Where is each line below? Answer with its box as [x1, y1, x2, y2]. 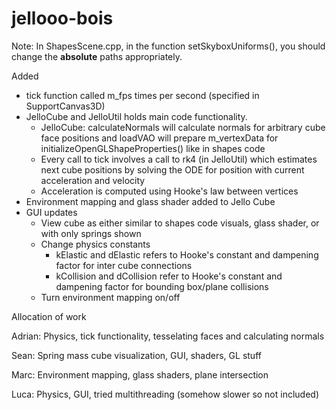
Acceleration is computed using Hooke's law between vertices [40, 185, 299, 197]
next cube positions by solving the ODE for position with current [40, 163, 305, 176]
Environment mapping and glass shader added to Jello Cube [25, 195, 276, 207]
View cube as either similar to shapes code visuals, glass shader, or [40, 217, 320, 229]
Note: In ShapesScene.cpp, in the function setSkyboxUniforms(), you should [11, 40, 326, 52]
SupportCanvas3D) [25, 100, 106, 112]
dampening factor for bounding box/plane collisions [55, 280, 269, 292]
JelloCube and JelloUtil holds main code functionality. [25, 110, 248, 122]
